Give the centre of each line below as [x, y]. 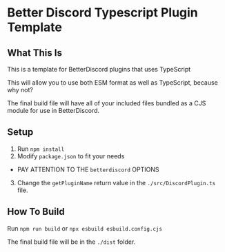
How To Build [36, 212]
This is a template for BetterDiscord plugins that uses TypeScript [99, 69]
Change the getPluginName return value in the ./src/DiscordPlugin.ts [116, 182]
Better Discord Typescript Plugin [102, 13]
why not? [20, 90]
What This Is [35, 53]
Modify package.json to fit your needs [71, 156]
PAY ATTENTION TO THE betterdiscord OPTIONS [88, 169]
